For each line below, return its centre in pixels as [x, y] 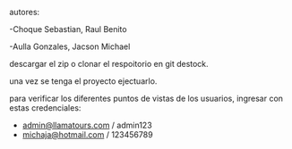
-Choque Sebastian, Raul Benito [68, 29]
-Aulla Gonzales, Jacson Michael [70, 46]
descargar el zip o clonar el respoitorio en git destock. [109, 64]
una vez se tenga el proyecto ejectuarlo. [83, 81]
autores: [25, 12]
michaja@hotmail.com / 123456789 [88, 135]
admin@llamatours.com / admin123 [87, 125]
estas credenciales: [45, 108]
